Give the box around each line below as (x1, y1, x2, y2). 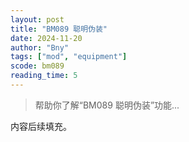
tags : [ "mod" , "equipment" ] (10, 52, 128, 62)
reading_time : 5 (10, 71, 78, 81)
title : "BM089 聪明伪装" (10, 24, 108, 34)
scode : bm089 (10, 61, 65, 71)
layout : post (10, 14, 65, 25)
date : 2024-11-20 (10, 33, 83, 43)
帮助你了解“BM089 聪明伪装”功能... (34, 99, 180, 111)
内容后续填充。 (10, 120, 72, 132)
